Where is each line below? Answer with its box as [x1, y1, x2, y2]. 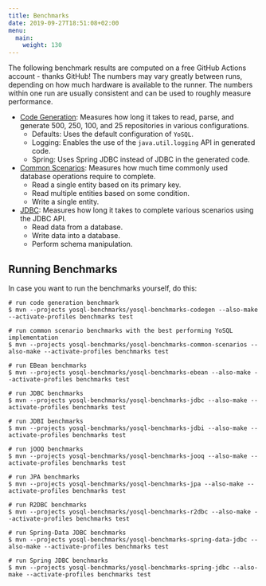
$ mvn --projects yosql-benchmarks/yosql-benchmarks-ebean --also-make [8, 368, 251, 377]
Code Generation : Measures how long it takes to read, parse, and [19, 112, 235, 122]
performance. [8, 97, 53, 107]
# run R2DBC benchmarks [8, 501, 88, 509]
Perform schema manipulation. [31, 240, 133, 249]
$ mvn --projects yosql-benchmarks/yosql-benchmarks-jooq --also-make [8, 451, 248, 460]
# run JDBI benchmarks [8, 417, 84, 425]
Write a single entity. [31, 197, 100, 207]
